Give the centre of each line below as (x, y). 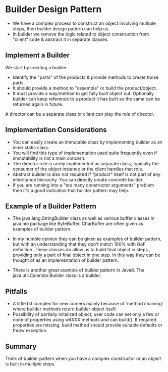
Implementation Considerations (56, 130)
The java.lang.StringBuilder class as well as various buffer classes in (83, 218)
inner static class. (31, 147)
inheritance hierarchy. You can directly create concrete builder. (78, 179)
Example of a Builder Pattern (51, 206)
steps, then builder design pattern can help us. (61, 28)
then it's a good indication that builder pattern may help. (71, 190)
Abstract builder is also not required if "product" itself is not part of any (86, 174)
